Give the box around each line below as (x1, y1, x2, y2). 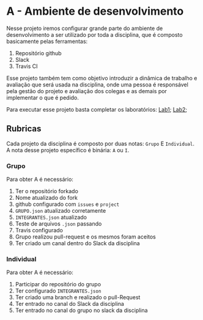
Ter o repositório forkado (15, 188, 78, 195)
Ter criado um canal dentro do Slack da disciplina (15, 240, 140, 247)
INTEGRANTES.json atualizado (15, 213, 87, 221)
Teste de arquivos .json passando (15, 220, 102, 227)
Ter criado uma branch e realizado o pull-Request (15, 294, 141, 301)
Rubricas (6, 124, 42, 134)
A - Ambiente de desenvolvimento (6, 4, 184, 18)
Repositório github (15, 49, 62, 56)
